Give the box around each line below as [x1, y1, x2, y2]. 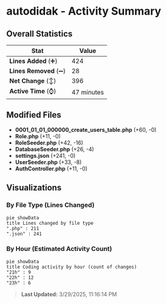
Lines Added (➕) [9, 57, 58, 65]
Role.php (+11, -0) [15, 132, 61, 140]
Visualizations [6, 183, 62, 193]
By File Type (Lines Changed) [6, 201, 95, 210]
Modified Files [6, 110, 62, 120]
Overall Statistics [6, 29, 73, 39]
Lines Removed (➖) [9, 67, 66, 75]
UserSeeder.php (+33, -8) [15, 158, 82, 166]
